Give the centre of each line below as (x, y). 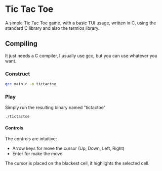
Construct (18, 74)
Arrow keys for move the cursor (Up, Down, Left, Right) (68, 148)
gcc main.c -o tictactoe (31, 84)
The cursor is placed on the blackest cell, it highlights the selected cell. (77, 163)
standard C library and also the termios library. (52, 28)
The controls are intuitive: (31, 139)
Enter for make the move (37, 154)
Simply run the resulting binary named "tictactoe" (56, 108)
